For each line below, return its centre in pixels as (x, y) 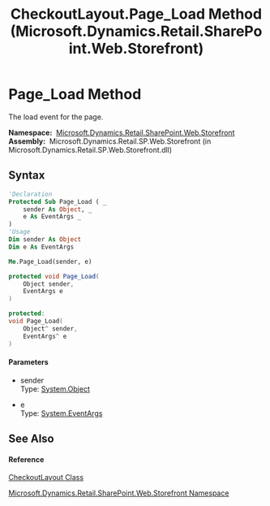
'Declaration (30, 194)
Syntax (27, 175)
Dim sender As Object (45, 240)
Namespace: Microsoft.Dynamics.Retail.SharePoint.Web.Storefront (122, 132)
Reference (26, 459)
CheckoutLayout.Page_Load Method (136, 14)
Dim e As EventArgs (41, 247)
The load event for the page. (56, 117)
